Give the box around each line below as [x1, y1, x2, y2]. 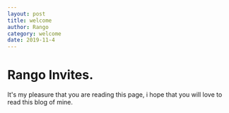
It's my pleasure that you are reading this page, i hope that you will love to [7, 90, 223, 99]
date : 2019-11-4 [7, 37, 55, 44]
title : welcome [7, 17, 52, 24]
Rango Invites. [7, 67, 94, 83]
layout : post [7, 10, 46, 18]
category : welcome [7, 30, 61, 37]
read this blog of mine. [7, 98, 73, 107]
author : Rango [7, 23, 49, 30]
